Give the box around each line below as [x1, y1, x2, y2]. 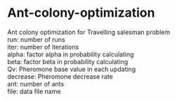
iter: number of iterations [7, 42, 79, 51]
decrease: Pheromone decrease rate [7, 72, 114, 81]
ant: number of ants [7, 79, 65, 88]
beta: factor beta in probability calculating [7, 57, 129, 65]
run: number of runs [7, 35, 65, 43]
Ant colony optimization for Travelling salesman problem [7, 28, 171, 36]
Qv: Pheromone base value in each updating [7, 65, 136, 73]
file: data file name [7, 87, 61, 95]
